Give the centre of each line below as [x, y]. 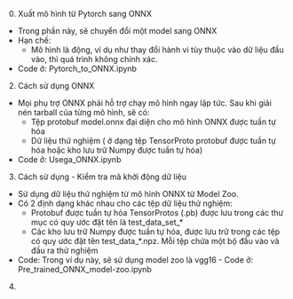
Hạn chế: [34, 40]
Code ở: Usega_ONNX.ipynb [69, 159]
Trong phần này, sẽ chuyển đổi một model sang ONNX [117, 31]
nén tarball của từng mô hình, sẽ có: [83, 112]
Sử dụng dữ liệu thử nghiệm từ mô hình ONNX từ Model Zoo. [128, 194]
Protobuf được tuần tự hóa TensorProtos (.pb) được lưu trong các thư [157, 212]
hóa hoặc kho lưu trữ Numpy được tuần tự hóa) [116, 150]
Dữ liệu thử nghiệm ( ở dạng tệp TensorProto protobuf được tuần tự [154, 141]
